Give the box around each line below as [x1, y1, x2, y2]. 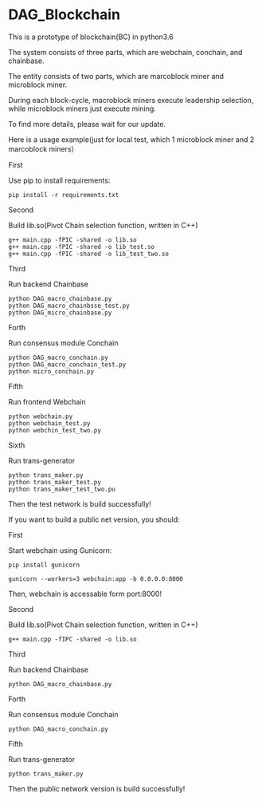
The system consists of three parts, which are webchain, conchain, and [8, 47, 243, 57]
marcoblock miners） [8, 144, 79, 153]
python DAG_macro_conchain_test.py [8, 361, 127, 369]
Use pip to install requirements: [8, 176, 111, 185]
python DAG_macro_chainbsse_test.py [8, 302, 130, 310]
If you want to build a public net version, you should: [8, 515, 180, 524]
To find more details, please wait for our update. [8, 119, 166, 128]
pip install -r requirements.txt [8, 191, 119, 199]
